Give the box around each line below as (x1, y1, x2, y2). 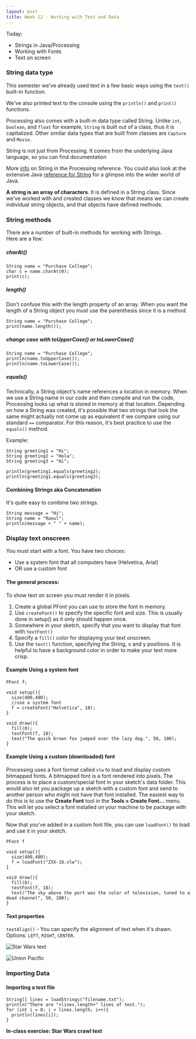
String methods (6, 215, 52, 223)
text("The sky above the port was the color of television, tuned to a (11, 890, 191, 896)
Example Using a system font (6, 666, 79, 673)
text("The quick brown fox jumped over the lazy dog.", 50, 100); (11, 735, 177, 742)
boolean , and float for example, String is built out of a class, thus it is (6, 123, 175, 130)
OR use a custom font (14, 565, 67, 572)
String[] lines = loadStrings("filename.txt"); (6, 997, 125, 1003)
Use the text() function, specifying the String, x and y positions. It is (14, 640, 181, 647)
